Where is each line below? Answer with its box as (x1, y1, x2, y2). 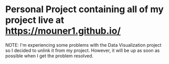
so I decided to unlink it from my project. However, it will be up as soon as (5, 47, 160, 53)
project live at (5, 14, 65, 26)
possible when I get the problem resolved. (5, 52, 94, 59)
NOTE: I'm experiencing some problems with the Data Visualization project (5, 42, 162, 48)
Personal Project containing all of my (5, 4, 164, 15)
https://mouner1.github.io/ (5, 25, 121, 37)
